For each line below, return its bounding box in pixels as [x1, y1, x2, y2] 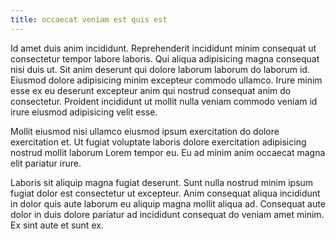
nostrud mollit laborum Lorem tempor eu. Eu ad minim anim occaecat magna [10, 146, 326, 158]
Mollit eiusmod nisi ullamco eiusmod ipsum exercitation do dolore [10, 125, 280, 137]
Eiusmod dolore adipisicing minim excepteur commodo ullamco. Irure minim [10, 74, 323, 86]
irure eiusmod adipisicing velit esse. [10, 106, 158, 118]
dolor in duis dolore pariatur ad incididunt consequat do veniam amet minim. [10, 208, 325, 220]
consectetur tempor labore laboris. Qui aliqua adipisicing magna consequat [10, 52, 320, 65]
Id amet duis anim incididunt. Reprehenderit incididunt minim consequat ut [10, 42, 317, 54]
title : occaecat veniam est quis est [10, 14, 168, 25]
